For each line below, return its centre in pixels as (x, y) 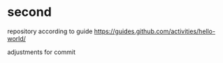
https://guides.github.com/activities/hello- (154, 31)
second (30, 12)
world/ (17, 38)
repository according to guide (50, 31)
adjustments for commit (41, 52)
